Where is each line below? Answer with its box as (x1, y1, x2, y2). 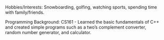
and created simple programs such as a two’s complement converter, (5, 24, 146, 30)
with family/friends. (5, 9, 45, 15)
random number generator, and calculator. (5, 30, 92, 35)
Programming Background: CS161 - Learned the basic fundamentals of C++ (5, 19, 160, 25)
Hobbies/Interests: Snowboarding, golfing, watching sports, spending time (5, 4, 157, 10)
